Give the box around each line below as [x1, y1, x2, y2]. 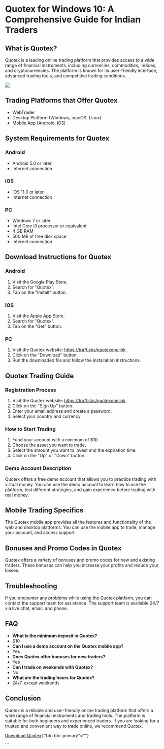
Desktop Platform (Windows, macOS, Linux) [12, 114, 102, 120]
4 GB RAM [12, 228, 33, 234]
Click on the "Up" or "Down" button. [12, 453, 86, 459]
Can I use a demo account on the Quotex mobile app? [12, 643, 124, 649]
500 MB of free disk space [12, 233, 66, 240]
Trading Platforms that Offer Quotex [5, 96, 118, 105]
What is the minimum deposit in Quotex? [12, 633, 98, 639]
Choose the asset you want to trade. [12, 442, 86, 448]
